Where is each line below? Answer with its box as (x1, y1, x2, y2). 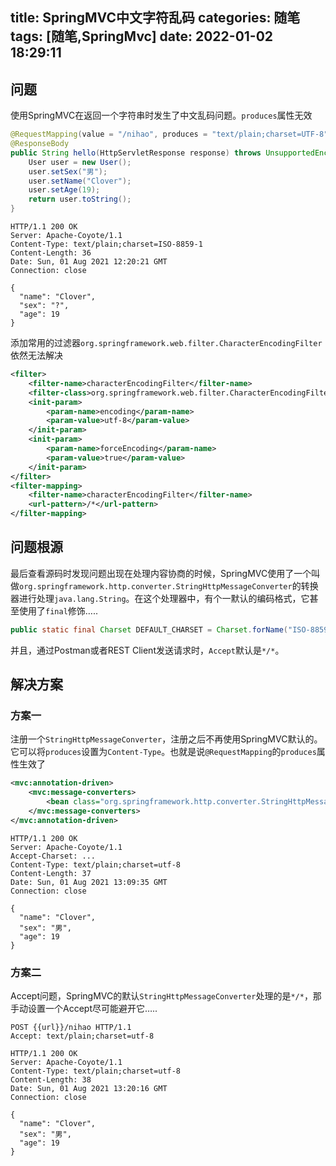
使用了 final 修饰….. (18, 604, 98, 617)
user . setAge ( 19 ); (28, 185, 101, 195)
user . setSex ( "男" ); (28, 166, 108, 177)
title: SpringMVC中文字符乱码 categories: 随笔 (10, 9, 301, 27)
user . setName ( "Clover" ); (28, 176, 132, 186)
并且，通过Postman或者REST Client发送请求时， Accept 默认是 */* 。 (10, 644, 285, 656)
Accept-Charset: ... (10, 851, 97, 861)
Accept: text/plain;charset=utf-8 (10, 1031, 155, 1042)
